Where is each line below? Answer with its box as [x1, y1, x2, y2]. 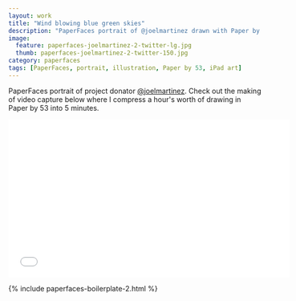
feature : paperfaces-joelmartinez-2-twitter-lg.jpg [15, 42, 193, 50]
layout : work [8, 11, 52, 20]
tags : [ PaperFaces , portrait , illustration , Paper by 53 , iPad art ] [8, 64, 242, 72]
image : [8, 34, 30, 43]
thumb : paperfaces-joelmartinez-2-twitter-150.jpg [15, 49, 189, 57]
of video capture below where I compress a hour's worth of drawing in [8, 94, 241, 104]
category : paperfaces [8, 57, 81, 65]
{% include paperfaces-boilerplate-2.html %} [8, 283, 158, 293]
